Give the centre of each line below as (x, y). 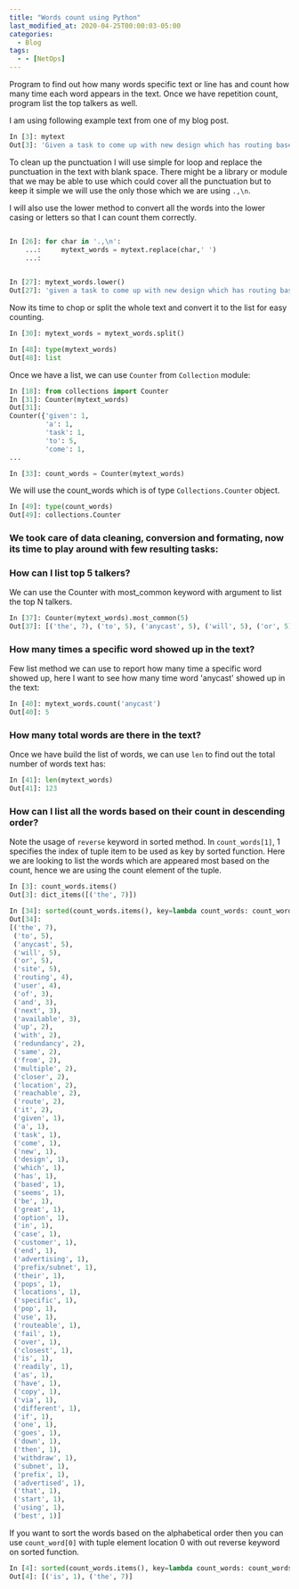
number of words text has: (58, 764)
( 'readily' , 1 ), (43, 1367)
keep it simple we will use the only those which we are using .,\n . (130, 190)
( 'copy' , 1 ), (37, 1391)
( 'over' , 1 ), (37, 1342)
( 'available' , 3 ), (47, 1019)
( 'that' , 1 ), (37, 1491)
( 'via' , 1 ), (35, 1400)
